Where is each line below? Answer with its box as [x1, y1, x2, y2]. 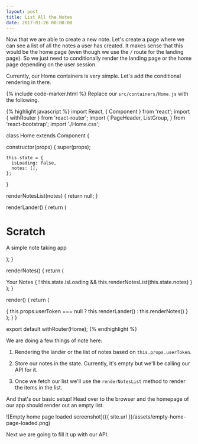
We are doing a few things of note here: [6, 337, 103, 344]
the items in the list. [14, 384, 63, 391]
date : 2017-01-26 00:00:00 [6, 20, 73, 25]
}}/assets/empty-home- [128, 413, 186, 420]
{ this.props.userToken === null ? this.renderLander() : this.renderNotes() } [6, 308, 189, 315]
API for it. [14, 366, 38, 374]
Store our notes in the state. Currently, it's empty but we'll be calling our [14, 360, 190, 367]
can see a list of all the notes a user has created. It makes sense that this [6, 42, 183, 49]
